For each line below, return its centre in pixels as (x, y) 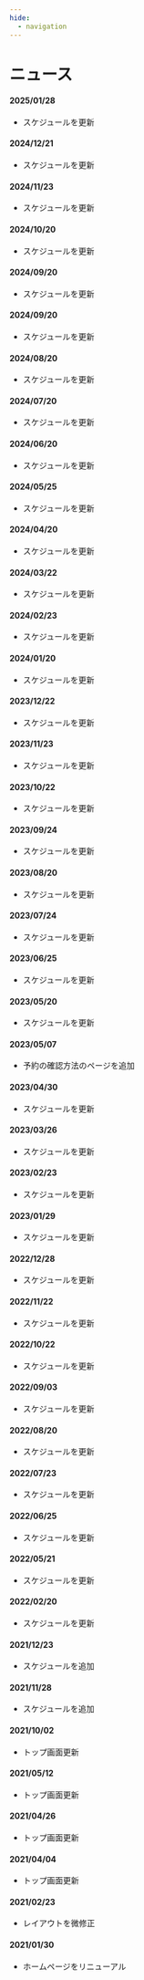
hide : (20, 18)
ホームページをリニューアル (74, 1966)
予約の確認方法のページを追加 (78, 1066)
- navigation (42, 26)
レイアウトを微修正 (59, 1923)
